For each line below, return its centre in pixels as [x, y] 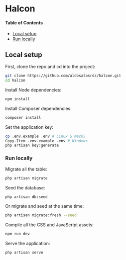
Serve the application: [28, 244]
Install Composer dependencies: [38, 108]
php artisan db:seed [27, 197]
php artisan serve [24, 253]
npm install [17, 99]
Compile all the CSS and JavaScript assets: [49, 225]
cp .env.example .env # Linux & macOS [45, 136]
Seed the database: [25, 187]
